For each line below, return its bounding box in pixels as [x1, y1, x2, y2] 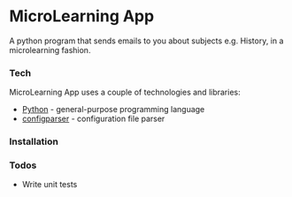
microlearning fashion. [9, 44, 91, 55]
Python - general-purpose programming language [21, 104, 205, 115]
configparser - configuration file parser [21, 113, 165, 125]
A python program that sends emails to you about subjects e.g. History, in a [9, 35, 284, 46]
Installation [9, 135, 59, 148]
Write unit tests [21, 179, 78, 190]
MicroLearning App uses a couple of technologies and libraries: [9, 87, 241, 98]
